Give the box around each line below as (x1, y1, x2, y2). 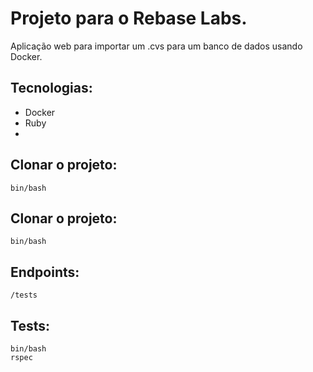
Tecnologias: (10, 80, 93, 97)
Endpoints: (10, 263, 80, 281)
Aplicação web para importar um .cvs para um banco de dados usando (10, 40, 303, 52)
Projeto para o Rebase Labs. (10, 7, 248, 30)
